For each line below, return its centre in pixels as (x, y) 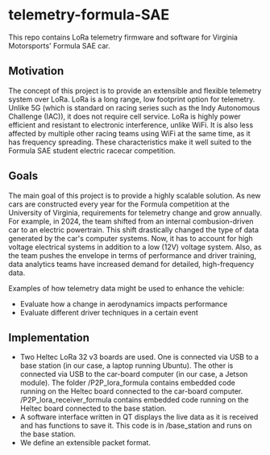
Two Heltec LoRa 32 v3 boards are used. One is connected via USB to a (139, 357)
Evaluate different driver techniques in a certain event (109, 312)
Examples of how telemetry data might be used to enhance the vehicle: (127, 288)
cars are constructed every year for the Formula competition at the (119, 204)
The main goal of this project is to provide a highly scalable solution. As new (135, 195)
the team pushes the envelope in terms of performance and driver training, (132, 255)
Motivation (36, 71)
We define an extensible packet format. (85, 443)
